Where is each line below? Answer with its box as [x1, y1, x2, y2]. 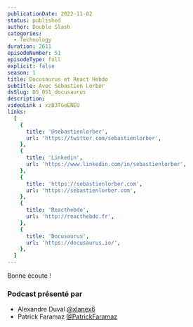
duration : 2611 [7, 43, 52, 50]
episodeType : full [7, 56, 61, 63]
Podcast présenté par [7, 289, 83, 299]
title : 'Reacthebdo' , [25, 207, 90, 214]
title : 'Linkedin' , [25, 154, 83, 162]
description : [7, 96, 46, 103]
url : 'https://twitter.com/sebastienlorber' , [25, 134, 161, 141]
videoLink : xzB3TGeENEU [7, 102, 80, 109]
